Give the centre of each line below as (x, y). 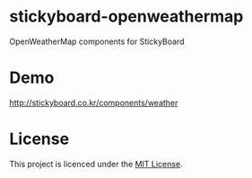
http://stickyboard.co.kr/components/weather (94, 102)
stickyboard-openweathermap (126, 17)
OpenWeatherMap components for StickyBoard (97, 41)
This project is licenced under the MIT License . (96, 164)
